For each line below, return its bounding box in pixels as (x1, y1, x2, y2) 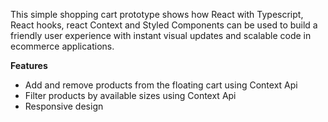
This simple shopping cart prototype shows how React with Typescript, (10, 9, 304, 20)
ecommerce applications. (10, 40, 115, 52)
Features (10, 60, 48, 71)
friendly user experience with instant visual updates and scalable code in (10, 30, 312, 41)
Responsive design (24, 100, 104, 112)
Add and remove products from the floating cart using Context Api (24, 79, 298, 91)
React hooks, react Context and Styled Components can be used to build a (10, 19, 318, 31)
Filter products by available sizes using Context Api (24, 90, 237, 101)
